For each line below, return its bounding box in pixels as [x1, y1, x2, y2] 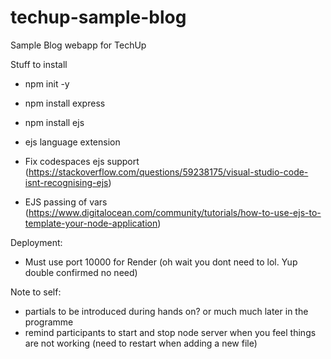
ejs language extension [24, 136, 121, 148]
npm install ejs [24, 116, 85, 128]
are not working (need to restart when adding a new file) [24, 337, 258, 349]
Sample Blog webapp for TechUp [10, 39, 147, 51]
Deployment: [10, 236, 63, 248]
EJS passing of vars [24, 196, 108, 208]
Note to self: [10, 286, 62, 298]
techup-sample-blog [10, 6, 187, 29]
